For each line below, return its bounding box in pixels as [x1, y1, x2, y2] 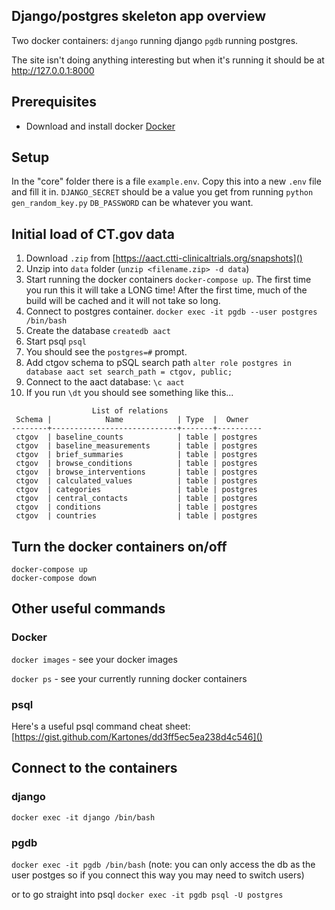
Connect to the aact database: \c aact [25, 376, 185, 388]
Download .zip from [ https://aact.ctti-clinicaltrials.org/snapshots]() [25, 252, 303, 264]
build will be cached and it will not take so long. [25, 295, 221, 307]
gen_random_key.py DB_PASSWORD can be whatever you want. [11, 197, 254, 209]
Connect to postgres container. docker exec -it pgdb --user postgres [25, 305, 318, 318]
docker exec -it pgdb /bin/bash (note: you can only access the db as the [11, 859, 316, 871]
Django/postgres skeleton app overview [11, 8, 267, 25]
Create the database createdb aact [25, 325, 171, 337]
